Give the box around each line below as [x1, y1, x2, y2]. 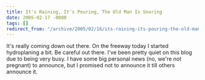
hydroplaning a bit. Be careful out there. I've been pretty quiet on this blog [6, 49, 192, 56]
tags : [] [6, 20, 29, 26]
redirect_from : [6, 25, 45, 32]
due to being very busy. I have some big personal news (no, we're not [6, 55, 182, 62]
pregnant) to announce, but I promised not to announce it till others [6, 62, 175, 69]
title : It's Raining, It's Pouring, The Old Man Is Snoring [6, 8, 163, 15]
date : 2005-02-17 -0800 [6, 15, 67, 21]
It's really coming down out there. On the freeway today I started [6, 42, 169, 50]
